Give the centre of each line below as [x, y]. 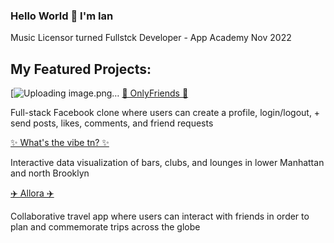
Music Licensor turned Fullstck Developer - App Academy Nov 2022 [151, 38]
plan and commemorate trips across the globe [105, 227]
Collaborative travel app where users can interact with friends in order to [160, 216]
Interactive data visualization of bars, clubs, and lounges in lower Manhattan [167, 163]
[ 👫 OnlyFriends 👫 [99, 93]
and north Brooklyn [50, 173]
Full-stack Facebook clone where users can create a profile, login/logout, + [165, 113]
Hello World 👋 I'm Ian [62, 16]
